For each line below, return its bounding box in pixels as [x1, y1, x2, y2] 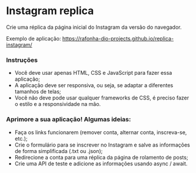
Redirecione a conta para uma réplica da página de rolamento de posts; [14, 154, 188, 161]
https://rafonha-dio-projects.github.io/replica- [62, 35, 174, 42]
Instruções [6, 56, 38, 64]
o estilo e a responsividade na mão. [14, 101, 101, 108]
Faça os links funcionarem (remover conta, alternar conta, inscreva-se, [14, 128, 187, 136]
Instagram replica [6, 4, 94, 18]
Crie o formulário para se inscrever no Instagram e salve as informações [14, 141, 190, 148]
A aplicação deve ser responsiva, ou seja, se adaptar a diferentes [14, 82, 174, 89]
